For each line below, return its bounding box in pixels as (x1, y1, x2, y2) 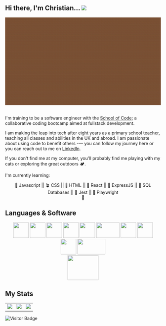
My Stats (5, 289, 34, 298)
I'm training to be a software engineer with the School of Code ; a (5, 115, 137, 121)
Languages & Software (5, 209, 77, 217)
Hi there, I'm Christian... (5, 4, 81, 12)
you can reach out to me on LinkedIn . (5, 146, 81, 152)
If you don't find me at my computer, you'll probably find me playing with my (5, 155, 161, 161)
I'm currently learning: (5, 172, 50, 178)
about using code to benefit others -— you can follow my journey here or (5, 140, 154, 146)
